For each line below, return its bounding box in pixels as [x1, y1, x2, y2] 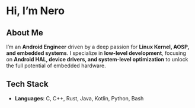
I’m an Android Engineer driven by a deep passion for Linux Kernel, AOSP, [6, 43, 190, 50]
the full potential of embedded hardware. [6, 62, 106, 69]
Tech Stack [6, 79, 49, 89]
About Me [6, 28, 43, 38]
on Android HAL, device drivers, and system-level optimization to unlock [6, 56, 188, 63]
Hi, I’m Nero [6, 4, 65, 18]
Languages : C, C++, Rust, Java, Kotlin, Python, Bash [14, 94, 144, 102]
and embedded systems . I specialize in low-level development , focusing [6, 50, 187, 57]
